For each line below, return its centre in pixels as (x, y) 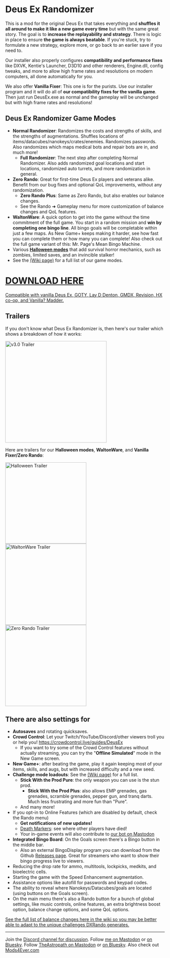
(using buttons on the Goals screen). (51, 893)
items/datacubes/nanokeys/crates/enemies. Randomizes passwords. (84, 141)
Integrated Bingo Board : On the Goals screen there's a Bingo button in (86, 840)
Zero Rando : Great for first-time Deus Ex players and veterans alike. (83, 179)
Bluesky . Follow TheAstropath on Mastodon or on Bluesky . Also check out (82, 945)
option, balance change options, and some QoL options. (71, 910)
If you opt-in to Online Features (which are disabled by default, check (85, 812)
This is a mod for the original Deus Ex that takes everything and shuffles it (83, 23)
